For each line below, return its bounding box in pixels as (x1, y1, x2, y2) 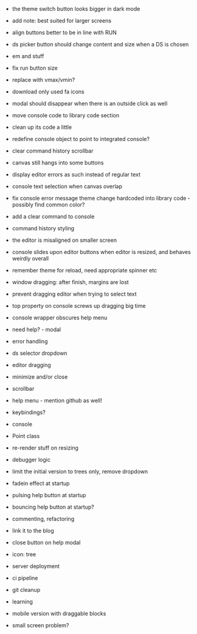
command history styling (12, 225, 75, 231)
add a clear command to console (12, 213, 95, 220)
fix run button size (12, 64, 58, 71)
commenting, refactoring (12, 516, 75, 522)
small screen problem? (12, 622, 69, 629)
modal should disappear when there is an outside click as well (12, 100, 168, 107)
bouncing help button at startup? (12, 503, 94, 511)
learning (12, 598, 33, 605)
